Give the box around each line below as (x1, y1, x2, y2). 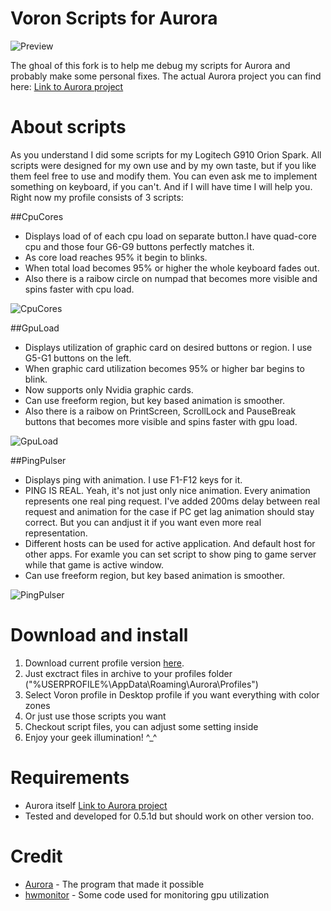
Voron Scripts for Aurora (10, 7, 218, 30)
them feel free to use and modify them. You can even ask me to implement (10, 170, 318, 182)
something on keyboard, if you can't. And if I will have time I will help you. (10, 180, 313, 192)
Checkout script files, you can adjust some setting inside (24, 720, 259, 732)
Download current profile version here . (24, 657, 185, 669)
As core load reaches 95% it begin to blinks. (24, 251, 208, 263)
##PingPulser (10, 454, 67, 466)
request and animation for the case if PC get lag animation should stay (24, 505, 315, 517)
